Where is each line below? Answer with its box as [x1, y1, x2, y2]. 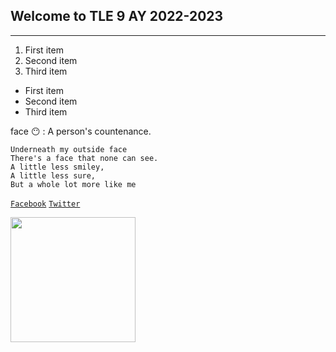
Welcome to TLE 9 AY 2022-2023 [10, 8, 224, 25]
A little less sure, [10, 170, 97, 181]
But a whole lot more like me [10, 179, 137, 189]
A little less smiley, [10, 162, 105, 172]
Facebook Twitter [10, 199, 81, 209]
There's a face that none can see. [10, 153, 159, 163]
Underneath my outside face [10, 144, 128, 154]
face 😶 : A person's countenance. [10, 125, 152, 137]
